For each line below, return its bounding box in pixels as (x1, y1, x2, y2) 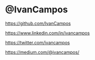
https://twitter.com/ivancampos (5, 39, 70, 46)
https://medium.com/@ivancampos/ (5, 49, 79, 55)
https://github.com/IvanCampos (5, 20, 71, 26)
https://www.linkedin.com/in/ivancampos (5, 30, 90, 36)
